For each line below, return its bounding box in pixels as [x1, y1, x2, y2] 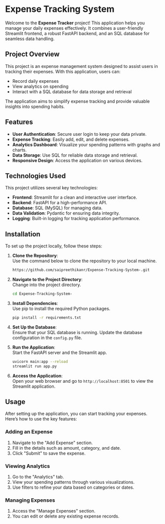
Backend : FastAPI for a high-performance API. [12, 200, 108, 206]
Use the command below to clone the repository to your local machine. [12, 258, 157, 264]
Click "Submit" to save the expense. [12, 450, 86, 456]
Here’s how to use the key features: [5, 416, 78, 422]
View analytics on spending [12, 83, 69, 89]
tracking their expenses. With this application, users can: [5, 68, 121, 74]
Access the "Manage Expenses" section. [12, 508, 95, 514]
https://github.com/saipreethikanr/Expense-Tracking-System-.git [12, 268, 150, 273]
